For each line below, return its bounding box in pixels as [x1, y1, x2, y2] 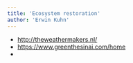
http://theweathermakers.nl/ [17, 35, 98, 43]
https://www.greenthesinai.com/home [17, 42, 126, 51]
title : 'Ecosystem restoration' [7, 10, 100, 17]
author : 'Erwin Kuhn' [7, 16, 70, 23]
